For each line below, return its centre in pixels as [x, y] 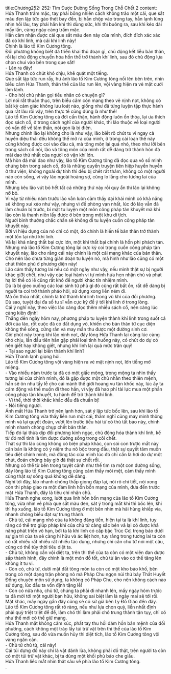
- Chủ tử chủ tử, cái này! [31, 645]
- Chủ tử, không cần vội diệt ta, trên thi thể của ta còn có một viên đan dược [85, 553]
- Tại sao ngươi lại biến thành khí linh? [45, 351]
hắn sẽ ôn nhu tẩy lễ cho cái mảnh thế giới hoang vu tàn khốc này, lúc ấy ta [84, 384]
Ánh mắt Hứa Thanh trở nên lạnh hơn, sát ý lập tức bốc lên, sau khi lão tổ [82, 411]
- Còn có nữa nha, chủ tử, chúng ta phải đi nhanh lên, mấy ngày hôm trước [84, 590]
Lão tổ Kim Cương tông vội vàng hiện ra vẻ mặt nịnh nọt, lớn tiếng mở [78, 362]
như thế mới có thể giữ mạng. [36, 618]
